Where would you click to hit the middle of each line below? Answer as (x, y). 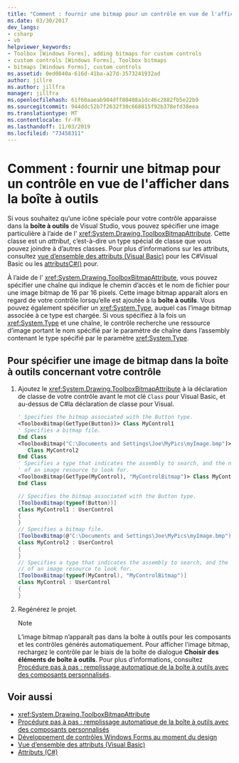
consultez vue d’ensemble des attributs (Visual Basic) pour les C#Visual (113, 256)
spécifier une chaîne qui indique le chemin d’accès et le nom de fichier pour (118, 285)
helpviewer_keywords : (39, 47)
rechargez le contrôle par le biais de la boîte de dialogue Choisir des (118, 652)
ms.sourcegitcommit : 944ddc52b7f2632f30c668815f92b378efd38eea (103, 107)
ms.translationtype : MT (43, 113)
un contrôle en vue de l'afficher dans (118, 183)
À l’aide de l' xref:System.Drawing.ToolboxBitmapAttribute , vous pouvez (113, 278)
